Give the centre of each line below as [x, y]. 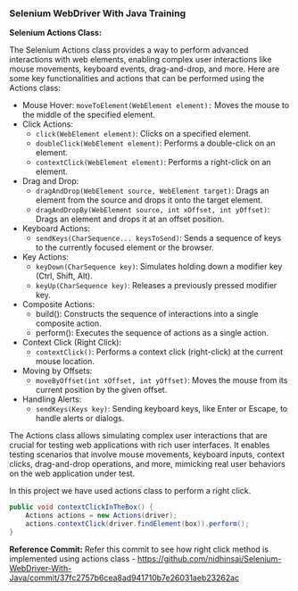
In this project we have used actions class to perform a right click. [130, 491]
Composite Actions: [58, 304]
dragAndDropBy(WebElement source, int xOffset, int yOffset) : [153, 210]
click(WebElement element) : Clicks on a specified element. [143, 134]
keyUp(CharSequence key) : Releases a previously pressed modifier [156, 286]
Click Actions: [48, 124]
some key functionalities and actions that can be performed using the [137, 79]
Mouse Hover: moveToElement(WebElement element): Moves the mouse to [156, 105]
